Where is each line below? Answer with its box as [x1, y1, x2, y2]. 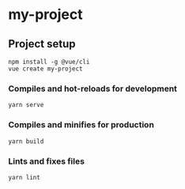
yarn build [8, 137, 44, 146]
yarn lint [8, 173, 41, 181]
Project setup [8, 37, 77, 51]
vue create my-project [8, 65, 83, 73]
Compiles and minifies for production [8, 119, 154, 130]
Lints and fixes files [8, 156, 85, 167]
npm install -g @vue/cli [8, 58, 90, 66]
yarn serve [8, 101, 44, 109]
